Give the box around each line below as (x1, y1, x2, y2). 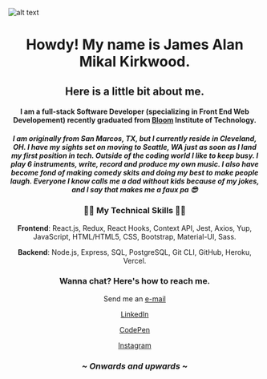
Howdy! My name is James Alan (26, 36, 244, 54)
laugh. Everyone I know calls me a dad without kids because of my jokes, (10, 176, 260, 186)
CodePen (119, 325, 151, 334)
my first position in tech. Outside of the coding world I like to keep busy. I (10, 151, 259, 160)
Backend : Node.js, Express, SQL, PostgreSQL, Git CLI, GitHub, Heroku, (17, 247, 253, 256)
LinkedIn (120, 309, 149, 319)
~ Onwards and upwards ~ (81, 361, 188, 372)
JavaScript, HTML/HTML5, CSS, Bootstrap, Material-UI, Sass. (33, 232, 237, 241)
